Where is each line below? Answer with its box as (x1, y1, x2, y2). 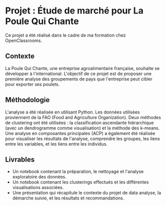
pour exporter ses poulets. (5, 81, 60, 87)
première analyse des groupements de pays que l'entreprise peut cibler (5, 75, 153, 82)
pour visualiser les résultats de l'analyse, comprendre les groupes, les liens (5, 135, 160, 141)
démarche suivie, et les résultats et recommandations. (12, 195, 124, 201)
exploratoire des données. (12, 174, 66, 180)
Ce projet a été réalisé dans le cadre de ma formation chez (5, 32, 126, 38)
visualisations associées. (12, 184, 64, 190)
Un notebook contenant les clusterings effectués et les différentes (12, 179, 149, 185)
